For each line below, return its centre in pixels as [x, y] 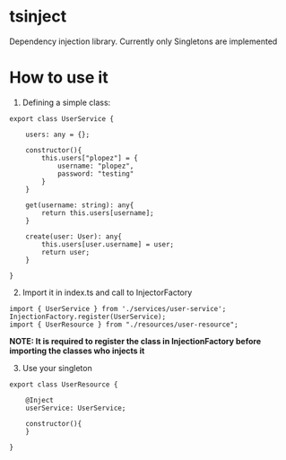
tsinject [38, 17]
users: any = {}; [58, 135]
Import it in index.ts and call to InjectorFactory [107, 292]
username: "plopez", [95, 166]
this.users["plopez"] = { [90, 158]
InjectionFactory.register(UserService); [88, 317]
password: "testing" [95, 174]
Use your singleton [57, 368]
